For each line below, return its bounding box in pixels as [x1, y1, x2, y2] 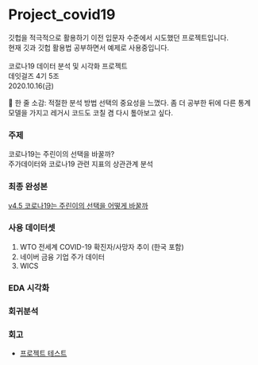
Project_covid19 [8, 6, 116, 24]
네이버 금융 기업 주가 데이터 [19, 252, 106, 262]
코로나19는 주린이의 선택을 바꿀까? [8, 149, 115, 159]
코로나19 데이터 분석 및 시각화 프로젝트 [8, 61, 129, 71]
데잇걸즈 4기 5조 [8, 71, 60, 80]
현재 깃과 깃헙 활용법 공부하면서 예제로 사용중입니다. [8, 42, 169, 52]
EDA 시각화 [8, 282, 50, 293]
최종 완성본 [8, 181, 48, 192]
